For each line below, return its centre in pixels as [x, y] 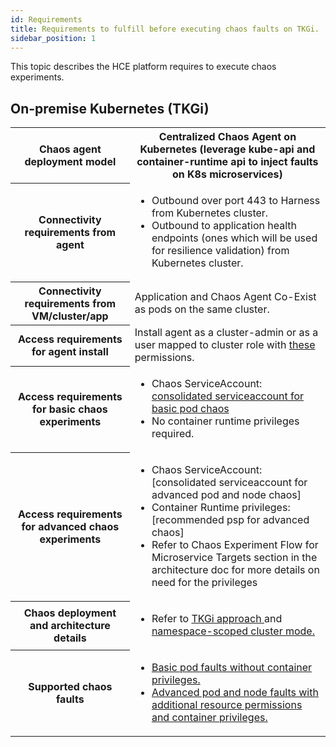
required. [173, 434]
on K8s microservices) [227, 174]
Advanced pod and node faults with [235, 693]
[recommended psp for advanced [230, 520]
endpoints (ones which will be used [234, 238]
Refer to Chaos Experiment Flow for [235, 545]
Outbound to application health [224, 226]
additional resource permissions [227, 705]
